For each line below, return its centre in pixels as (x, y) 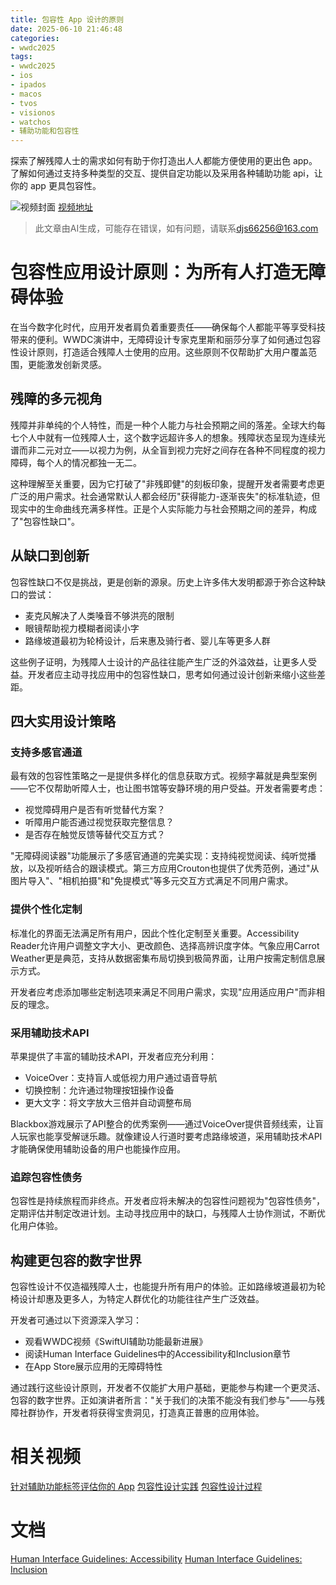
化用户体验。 (36, 1226)
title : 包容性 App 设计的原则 (67, 19)
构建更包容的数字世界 (76, 1260)
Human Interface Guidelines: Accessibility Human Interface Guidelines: (156, 1558)
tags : (21, 57)
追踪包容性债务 (46, 1177)
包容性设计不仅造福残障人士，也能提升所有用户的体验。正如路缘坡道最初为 (163, 1287)
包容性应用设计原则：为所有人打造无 (159, 272)
